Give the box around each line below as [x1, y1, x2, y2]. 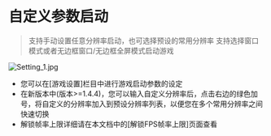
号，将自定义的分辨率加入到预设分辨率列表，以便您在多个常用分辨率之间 [20, 99, 263, 108]
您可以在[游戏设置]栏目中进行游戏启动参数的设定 [20, 79, 183, 88]
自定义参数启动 [8, 7, 109, 26]
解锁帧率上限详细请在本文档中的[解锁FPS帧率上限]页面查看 [20, 119, 218, 129]
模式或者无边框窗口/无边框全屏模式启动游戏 [28, 45, 174, 55]
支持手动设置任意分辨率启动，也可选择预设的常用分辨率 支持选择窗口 [28, 36, 259, 45]
